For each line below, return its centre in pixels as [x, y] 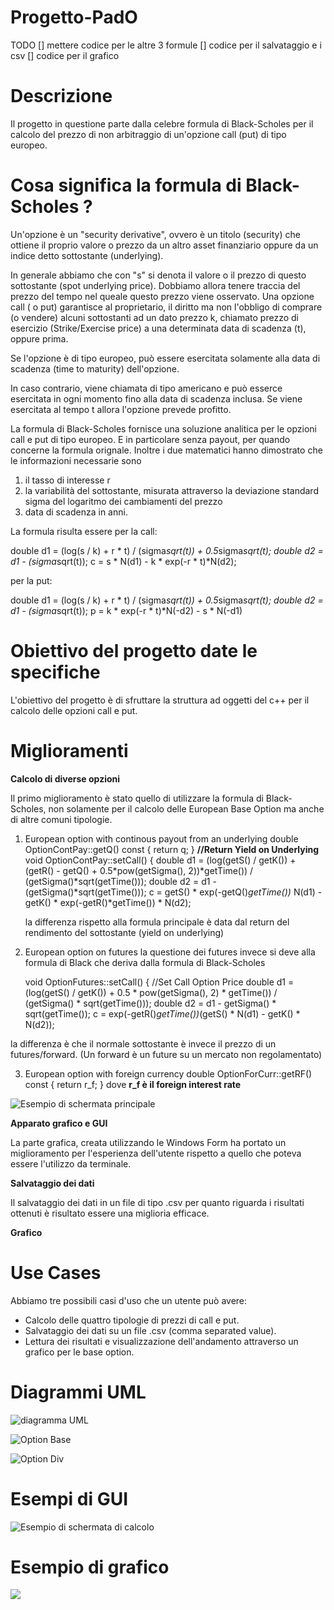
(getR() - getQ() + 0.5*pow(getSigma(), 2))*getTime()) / [139, 870]
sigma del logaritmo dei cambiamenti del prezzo [123, 501]
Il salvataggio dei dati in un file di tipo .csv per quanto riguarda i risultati [157, 1202]
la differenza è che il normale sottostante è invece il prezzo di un [143, 1043]
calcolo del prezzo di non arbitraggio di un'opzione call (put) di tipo [148, 134]
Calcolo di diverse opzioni [65, 778]
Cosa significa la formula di [126, 185]
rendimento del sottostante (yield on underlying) [124, 932]
